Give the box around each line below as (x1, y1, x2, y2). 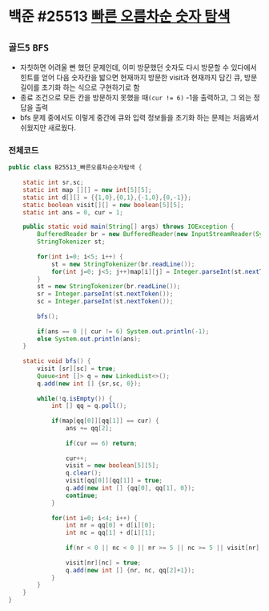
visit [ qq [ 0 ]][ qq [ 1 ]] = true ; (65, 477, 163, 485)
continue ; (65, 491, 98, 499)
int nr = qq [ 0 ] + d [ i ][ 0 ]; (65, 521, 156, 530)
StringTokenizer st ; (37, 238, 106, 246)
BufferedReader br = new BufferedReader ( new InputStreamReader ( (37, 230, 256, 238)
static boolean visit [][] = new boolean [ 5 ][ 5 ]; (22, 201, 184, 209)
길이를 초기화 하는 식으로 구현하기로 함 (19, 83, 140, 92)
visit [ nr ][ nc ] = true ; (65, 559, 142, 567)
